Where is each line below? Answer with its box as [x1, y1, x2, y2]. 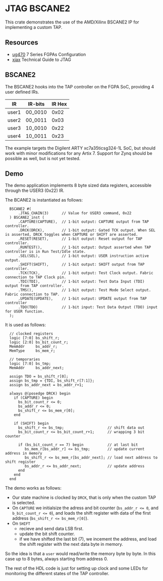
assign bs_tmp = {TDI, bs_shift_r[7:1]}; [9, 378, 95, 383]
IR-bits [28, 101, 45, 107]
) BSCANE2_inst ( [9, 215, 45, 220]
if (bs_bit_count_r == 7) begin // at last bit [18, 442, 138, 447]
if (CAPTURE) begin [14, 395, 54, 400]
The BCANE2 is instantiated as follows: [5, 197, 83, 203]
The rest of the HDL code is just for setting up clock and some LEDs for [5, 565, 148, 571]
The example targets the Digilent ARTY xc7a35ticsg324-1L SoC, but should [5, 145, 156, 151]
